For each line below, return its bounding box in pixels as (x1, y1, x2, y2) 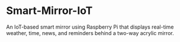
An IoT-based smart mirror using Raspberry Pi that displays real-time (6, 23, 174, 30)
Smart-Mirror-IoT (6, 4, 93, 17)
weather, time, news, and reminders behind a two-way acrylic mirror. (6, 29, 174, 36)
